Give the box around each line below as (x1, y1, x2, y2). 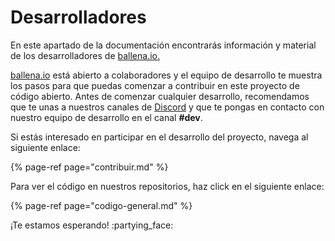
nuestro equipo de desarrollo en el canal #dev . (10, 111, 203, 123)
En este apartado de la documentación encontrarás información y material (10, 39, 317, 51)
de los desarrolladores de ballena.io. (10, 49, 160, 61)
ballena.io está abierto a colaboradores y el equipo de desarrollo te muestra (10, 69, 323, 81)
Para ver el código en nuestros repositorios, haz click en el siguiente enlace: (10, 180, 325, 192)
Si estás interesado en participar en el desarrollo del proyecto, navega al (10, 131, 309, 143)
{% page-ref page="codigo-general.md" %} (10, 199, 193, 211)
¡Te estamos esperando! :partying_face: (10, 219, 174, 231)
